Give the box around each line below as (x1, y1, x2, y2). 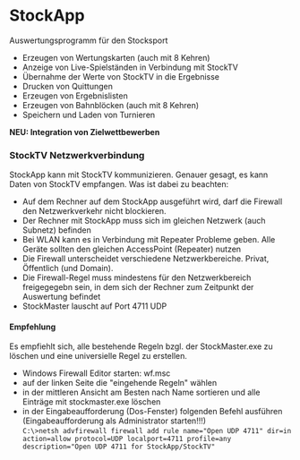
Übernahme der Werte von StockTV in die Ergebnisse (21, 71, 220, 81)
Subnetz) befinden (21, 225, 92, 235)
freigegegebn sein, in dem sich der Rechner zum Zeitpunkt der (21, 282, 254, 293)
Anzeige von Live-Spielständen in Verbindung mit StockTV (21, 62, 239, 72)
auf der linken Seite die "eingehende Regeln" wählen (21, 378, 218, 388)
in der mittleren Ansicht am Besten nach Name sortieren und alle (21, 387, 261, 398)
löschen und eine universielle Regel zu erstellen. (9, 351, 188, 362)
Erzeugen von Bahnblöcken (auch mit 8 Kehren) (21, 99, 200, 110)
